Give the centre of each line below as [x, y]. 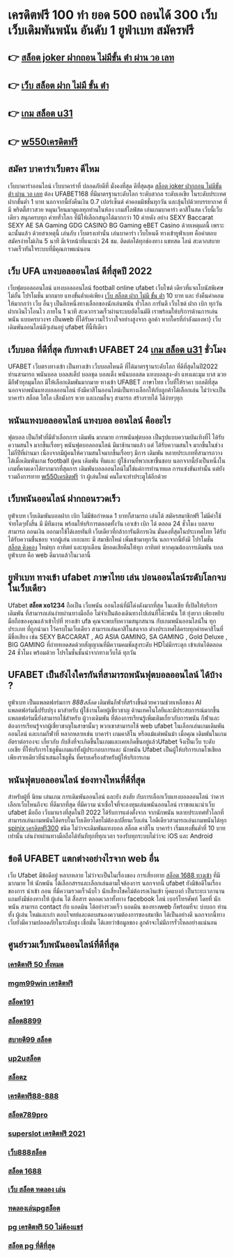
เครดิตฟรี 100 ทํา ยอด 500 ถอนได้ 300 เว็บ [113, 15]
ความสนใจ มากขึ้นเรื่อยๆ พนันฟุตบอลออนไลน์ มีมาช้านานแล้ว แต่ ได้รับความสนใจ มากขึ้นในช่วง [116, 445]
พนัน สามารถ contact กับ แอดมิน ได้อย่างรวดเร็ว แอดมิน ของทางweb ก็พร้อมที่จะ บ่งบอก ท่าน [117, 907]
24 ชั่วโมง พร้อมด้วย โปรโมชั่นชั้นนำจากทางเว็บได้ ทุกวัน [72, 652]
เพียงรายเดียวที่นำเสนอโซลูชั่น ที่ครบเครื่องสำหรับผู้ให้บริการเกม [79, 758]
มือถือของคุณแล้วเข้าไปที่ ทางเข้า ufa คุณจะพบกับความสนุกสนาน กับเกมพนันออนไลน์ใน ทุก [112, 621]
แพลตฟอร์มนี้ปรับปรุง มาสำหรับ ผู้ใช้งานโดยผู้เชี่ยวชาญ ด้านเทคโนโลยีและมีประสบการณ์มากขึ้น [114, 710]
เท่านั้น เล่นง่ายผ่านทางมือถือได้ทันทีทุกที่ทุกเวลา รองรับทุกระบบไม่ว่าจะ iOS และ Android [110, 836]
